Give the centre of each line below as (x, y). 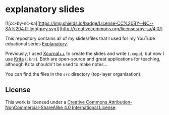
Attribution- (120, 102)
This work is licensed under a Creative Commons (56, 102)
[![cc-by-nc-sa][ (22, 23)
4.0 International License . (90, 107)
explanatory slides (45, 9)
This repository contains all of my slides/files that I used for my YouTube (80, 38)
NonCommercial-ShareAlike (34, 107)
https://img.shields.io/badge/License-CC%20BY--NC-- (96, 23)
